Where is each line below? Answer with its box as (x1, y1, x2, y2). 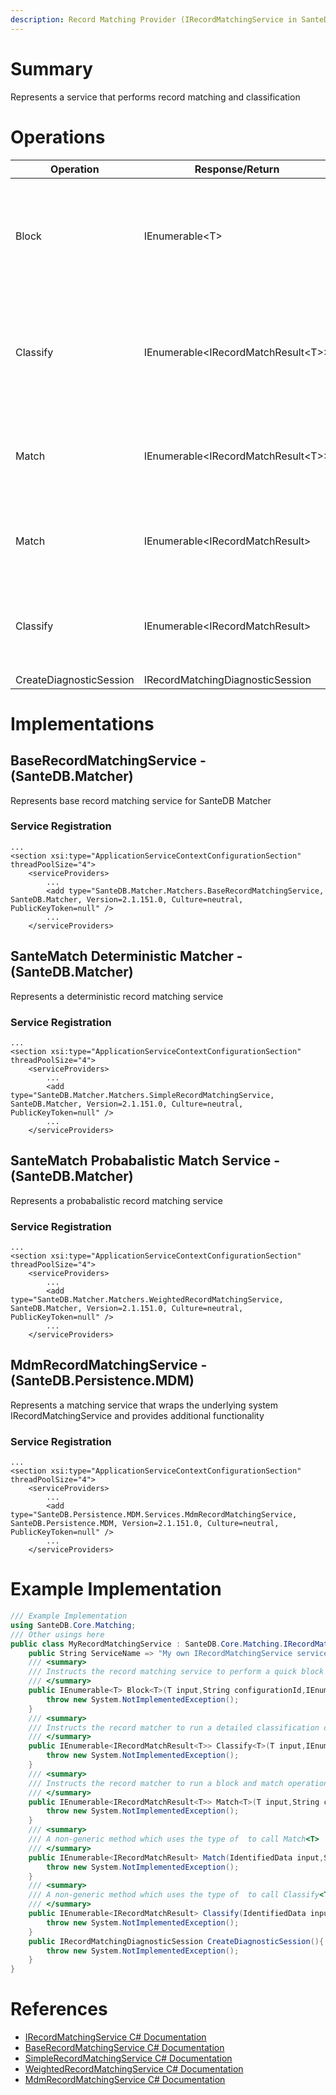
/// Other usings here (10, 1629, 105, 1640)
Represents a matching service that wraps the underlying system (10, 1399, 279, 1411)
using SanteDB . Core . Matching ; (10, 1620, 137, 1630)
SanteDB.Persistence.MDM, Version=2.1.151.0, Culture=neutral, (10, 1519, 280, 1529)
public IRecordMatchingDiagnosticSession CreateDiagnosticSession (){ (28, 1936, 325, 1946)
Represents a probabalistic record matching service (10, 1194, 223, 1206)
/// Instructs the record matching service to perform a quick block (28, 1667, 325, 1677)
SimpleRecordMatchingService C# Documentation (24, 2052, 233, 2065)
